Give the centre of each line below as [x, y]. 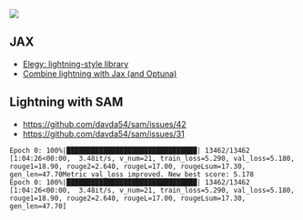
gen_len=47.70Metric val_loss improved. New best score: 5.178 [132, 174]
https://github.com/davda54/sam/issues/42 [104, 124]
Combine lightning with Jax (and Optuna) [100, 74]
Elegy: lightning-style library [76, 64]
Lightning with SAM [66, 102]
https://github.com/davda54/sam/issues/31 [103, 134]
